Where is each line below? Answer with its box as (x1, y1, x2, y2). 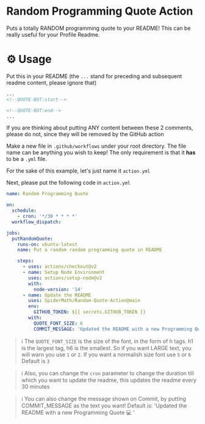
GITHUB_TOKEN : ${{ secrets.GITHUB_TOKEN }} (33, 309, 146, 315)
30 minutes (21, 383, 50, 390)
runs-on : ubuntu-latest (17, 241, 78, 248)
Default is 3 (21, 357, 50, 364)
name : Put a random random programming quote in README (17, 247, 163, 253)
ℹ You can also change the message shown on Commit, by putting (21, 395, 186, 402)
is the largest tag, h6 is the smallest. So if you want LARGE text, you (21, 344, 192, 351)
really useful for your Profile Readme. (6, 31, 100, 38)
